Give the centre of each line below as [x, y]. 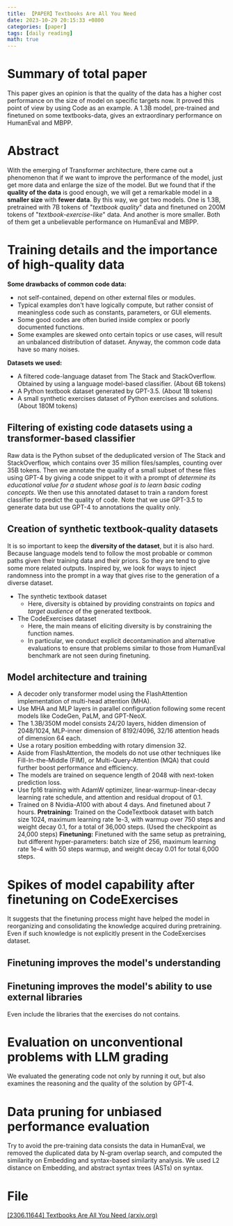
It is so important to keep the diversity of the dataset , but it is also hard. [111, 546]
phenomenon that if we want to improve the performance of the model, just [115, 177]
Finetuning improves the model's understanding [114, 963]
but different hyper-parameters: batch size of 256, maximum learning [116, 842]
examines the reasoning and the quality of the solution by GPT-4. [100, 1083]
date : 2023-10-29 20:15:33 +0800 [56, 20]
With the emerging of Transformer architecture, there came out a [100, 170]
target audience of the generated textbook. [89, 611]
